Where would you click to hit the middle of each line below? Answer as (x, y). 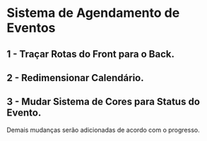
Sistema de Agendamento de (93, 13)
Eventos (31, 28)
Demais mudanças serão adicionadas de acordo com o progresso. (103, 130)
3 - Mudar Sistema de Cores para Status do (103, 102)
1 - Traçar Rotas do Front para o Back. (90, 54)
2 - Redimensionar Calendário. (75, 78)
